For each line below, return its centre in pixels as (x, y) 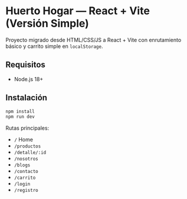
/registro (26, 191)
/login (22, 184)
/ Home (24, 140)
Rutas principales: (27, 128)
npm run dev (20, 117)
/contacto (26, 172)
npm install (20, 111)
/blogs (22, 165)
